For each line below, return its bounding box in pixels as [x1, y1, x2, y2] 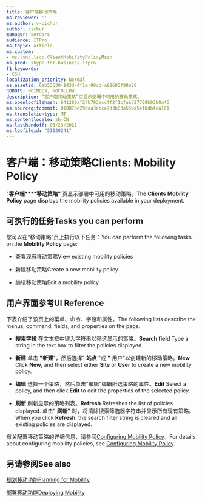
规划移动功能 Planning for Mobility [6, 476, 90, 484]
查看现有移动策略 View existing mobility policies [15, 253, 133, 260]
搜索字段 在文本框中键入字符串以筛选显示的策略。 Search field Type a [15, 335, 189, 342]
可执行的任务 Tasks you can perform [6, 216, 144, 226]
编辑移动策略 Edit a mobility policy [15, 278, 99, 286]
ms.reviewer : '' [6, 15, 47, 21]
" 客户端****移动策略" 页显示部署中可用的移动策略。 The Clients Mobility [6, 190, 189, 197]
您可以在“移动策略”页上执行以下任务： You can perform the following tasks [6, 233, 192, 240]
